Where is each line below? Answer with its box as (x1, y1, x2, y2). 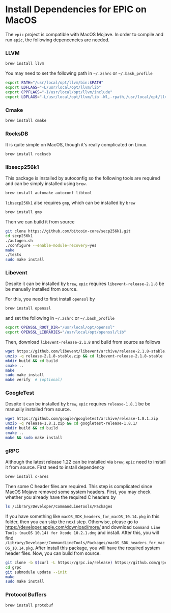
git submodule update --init (5, 570, 67, 575)
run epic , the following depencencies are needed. (5, 37, 110, 43)
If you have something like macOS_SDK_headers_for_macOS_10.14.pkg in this (5, 513, 160, 519)
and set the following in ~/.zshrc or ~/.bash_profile (5, 315, 115, 321)
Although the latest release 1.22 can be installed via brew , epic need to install (5, 459, 166, 465)
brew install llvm (5, 61, 44, 66)
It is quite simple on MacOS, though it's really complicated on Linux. (5, 142, 148, 148)
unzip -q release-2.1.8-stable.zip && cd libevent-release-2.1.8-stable (5, 353, 163, 359)
